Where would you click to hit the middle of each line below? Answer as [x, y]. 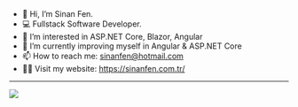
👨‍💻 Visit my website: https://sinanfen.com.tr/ [103, 69]
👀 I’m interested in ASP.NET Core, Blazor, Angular [112, 37]
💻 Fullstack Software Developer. [82, 24]
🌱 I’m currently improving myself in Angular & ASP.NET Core [132, 46]
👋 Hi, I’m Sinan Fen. [57, 14]
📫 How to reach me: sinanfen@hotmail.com [103, 56]
